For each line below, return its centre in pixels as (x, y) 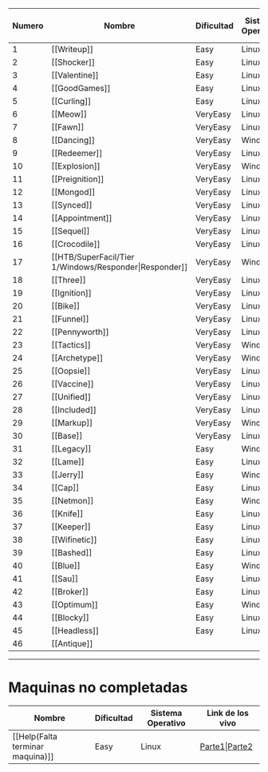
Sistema (166, 713)
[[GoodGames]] (81, 88)
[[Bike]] (66, 306)
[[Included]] (74, 410)
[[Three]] (69, 280)
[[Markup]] (72, 423)
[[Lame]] (68, 462)
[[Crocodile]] (76, 244)
